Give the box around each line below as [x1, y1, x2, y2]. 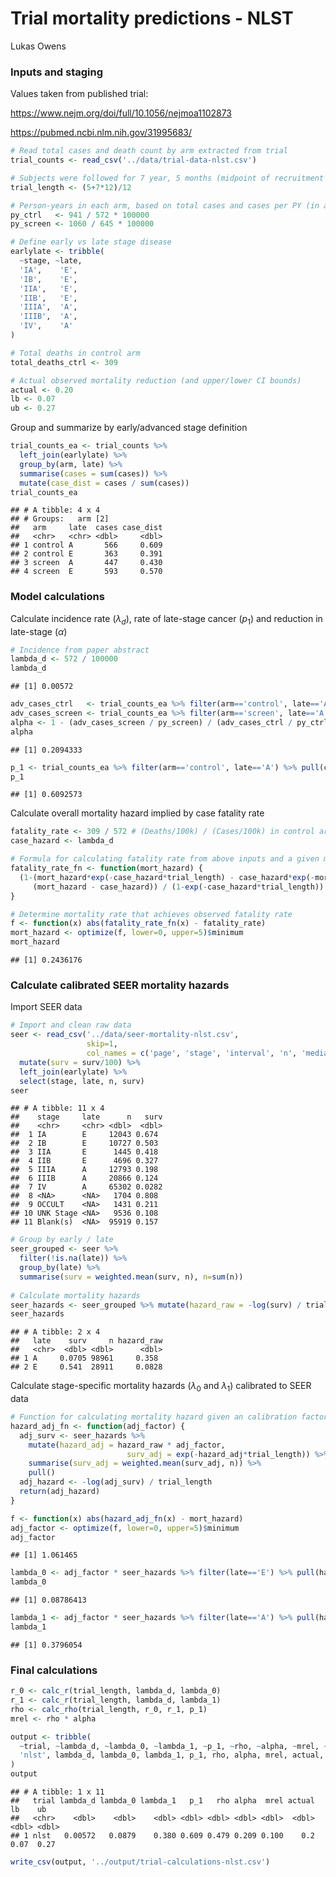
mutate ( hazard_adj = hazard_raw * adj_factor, [28, 1440, 226, 1450]
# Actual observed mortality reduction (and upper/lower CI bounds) [10, 375, 302, 386]
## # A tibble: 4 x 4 [10, 505, 101, 516]
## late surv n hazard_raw [10, 1336, 163, 1346]
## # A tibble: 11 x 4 [10, 1103, 105, 1114]
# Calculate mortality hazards [10, 1290, 141, 1301]
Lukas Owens [10, 40, 67, 52]
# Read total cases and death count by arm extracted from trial [10, 146, 288, 156]
